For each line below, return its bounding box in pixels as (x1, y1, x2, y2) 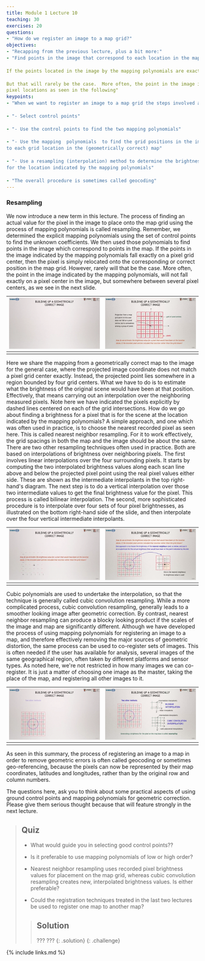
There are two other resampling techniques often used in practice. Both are (6, 443, 196, 451)
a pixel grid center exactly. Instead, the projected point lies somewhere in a (6, 372, 195, 379)
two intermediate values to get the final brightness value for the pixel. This (6, 489, 193, 496)
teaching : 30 (6, 16, 40, 23)
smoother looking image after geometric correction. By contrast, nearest (6, 609, 189, 617)
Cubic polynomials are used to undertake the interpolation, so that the (6, 590, 182, 597)
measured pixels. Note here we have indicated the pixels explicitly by (6, 398, 180, 405)
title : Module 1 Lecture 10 (6, 10, 78, 16)
